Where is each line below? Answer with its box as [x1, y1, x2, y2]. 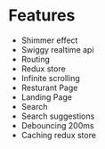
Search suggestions [20, 111, 95, 121]
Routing [20, 54, 51, 64]
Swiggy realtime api [20, 44, 94, 54]
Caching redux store [20, 129, 97, 140]
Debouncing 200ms [20, 120, 94, 130]
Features [8, 5, 76, 26]
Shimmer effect [20, 35, 78, 46]
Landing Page [20, 91, 73, 103]
